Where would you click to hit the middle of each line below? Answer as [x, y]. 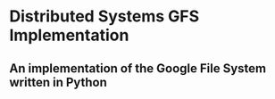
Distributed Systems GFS [104, 16]
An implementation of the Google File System [138, 68]
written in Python [58, 82]
